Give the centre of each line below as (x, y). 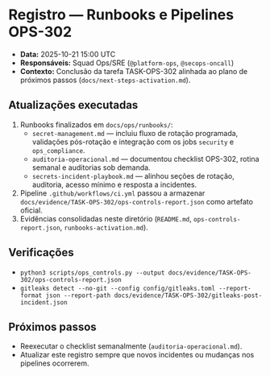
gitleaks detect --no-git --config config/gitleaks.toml (118, 288)
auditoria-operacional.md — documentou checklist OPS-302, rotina (145, 159)
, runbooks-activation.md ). (104, 227)
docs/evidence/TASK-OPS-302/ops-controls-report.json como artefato (137, 201)
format (31, 295)
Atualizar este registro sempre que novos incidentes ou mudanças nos (137, 355)
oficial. (31, 210)
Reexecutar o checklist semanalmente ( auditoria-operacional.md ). (131, 346)
